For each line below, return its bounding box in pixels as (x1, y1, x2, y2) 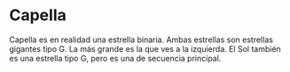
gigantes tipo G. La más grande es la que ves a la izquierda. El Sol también (9, 43, 281, 54)
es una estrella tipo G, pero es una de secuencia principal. (9, 53, 222, 63)
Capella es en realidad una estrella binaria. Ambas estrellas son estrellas (9, 34, 273, 45)
